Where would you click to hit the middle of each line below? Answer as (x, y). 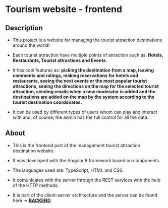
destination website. (33, 151)
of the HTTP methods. (36, 185)
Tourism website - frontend (64, 9)
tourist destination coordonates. (47, 102)
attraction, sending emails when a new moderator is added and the (84, 91)
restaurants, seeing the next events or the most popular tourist (80, 81)
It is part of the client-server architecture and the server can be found (85, 195)
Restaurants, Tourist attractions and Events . (60, 60)
